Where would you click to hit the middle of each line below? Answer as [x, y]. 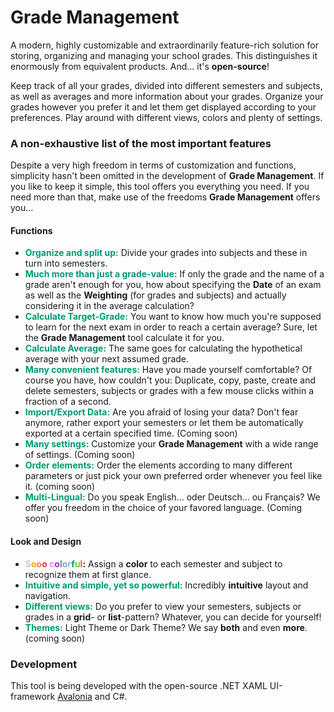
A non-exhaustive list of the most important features [141, 143]
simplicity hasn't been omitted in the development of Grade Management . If [167, 176]
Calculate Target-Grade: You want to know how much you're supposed [173, 317]
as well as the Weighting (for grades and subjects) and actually [155, 295]
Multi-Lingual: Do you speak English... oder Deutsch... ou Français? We [172, 497]
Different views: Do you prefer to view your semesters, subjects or [163, 606]
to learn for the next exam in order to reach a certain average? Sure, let [171, 327]
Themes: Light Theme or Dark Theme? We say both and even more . [166, 627]
